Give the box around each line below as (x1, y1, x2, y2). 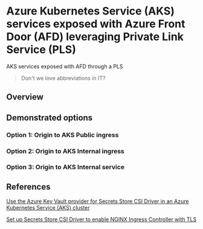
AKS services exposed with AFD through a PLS (6, 62, 123, 70)
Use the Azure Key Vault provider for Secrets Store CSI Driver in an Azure (6, 198, 189, 205)
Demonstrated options (6, 112, 93, 123)
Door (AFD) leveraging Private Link (6, 30, 184, 44)
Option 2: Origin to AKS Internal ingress (6, 147, 125, 155)
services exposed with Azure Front (6, 17, 185, 31)
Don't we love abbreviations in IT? (21, 74, 106, 82)
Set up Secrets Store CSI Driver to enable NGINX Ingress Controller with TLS (6, 216, 197, 223)
